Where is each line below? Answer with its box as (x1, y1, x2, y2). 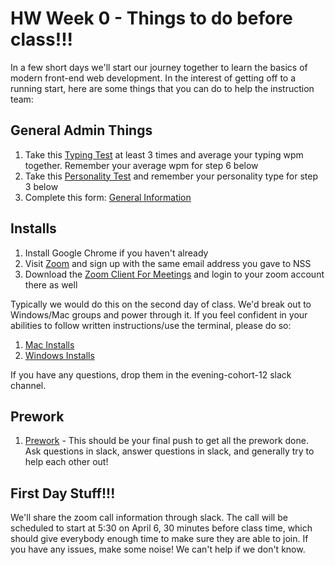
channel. (10, 379, 47, 391)
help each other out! (24, 456, 109, 468)
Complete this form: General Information (24, 191, 192, 203)
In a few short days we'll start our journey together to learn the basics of (10, 61, 308, 73)
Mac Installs (24, 338, 75, 351)
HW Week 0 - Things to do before (10, 7, 293, 30)
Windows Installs (24, 349, 95, 361)
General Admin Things (10, 122, 153, 139)
